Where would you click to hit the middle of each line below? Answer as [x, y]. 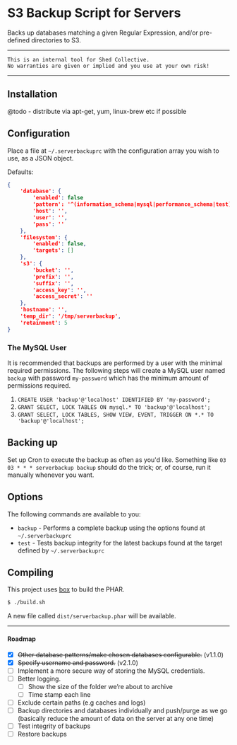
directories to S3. [56, 40]
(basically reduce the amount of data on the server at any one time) [115, 718]
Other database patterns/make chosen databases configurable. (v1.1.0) [121, 654]
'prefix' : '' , [53, 277]
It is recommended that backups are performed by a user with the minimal [115, 363]
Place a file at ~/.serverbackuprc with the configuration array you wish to [114, 151]
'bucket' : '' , [53, 270]
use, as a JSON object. [41, 158]
